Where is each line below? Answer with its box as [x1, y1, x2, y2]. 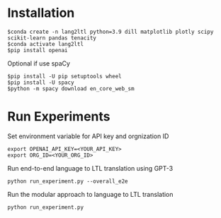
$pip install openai [7, 47, 69, 54]
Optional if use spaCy [7, 59, 71, 68]
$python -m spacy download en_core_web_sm [7, 85, 135, 92]
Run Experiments [7, 109, 110, 125]
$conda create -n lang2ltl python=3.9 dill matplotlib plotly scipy [7, 28, 214, 35]
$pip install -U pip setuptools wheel [7, 73, 122, 80]
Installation [7, 5, 75, 21]
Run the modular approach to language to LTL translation [7, 190, 174, 198]
